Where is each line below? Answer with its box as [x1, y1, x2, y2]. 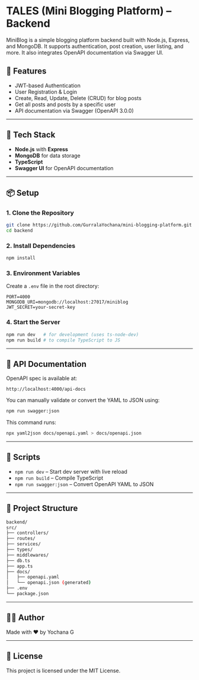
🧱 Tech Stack [6, 130, 56, 140]
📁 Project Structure [6, 503, 78, 513]
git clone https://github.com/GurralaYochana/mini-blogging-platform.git [6, 222, 192, 228]
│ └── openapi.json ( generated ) [6, 580, 92, 586]
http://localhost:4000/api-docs [6, 387, 86, 392]
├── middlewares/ [6, 552, 49, 558]
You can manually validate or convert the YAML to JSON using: [6, 397, 160, 404]
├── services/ [6, 541, 41, 547]
